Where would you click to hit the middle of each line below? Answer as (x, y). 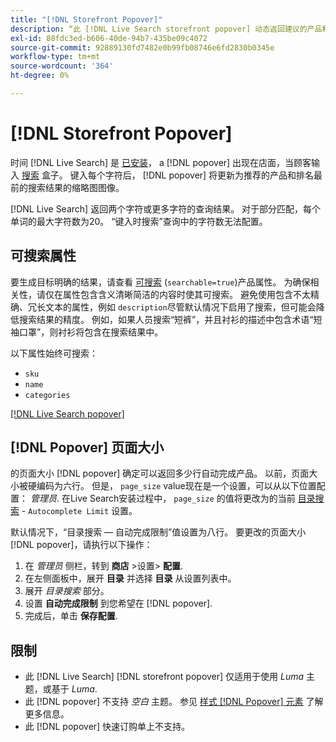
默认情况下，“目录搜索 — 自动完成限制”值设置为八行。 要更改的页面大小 (158, 532)
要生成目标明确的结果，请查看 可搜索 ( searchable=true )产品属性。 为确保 (160, 282)
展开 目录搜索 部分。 (67, 591)
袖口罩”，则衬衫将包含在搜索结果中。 (87, 332)
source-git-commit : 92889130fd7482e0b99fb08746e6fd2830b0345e (142, 47)
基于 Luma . (74, 689)
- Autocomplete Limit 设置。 (79, 511)
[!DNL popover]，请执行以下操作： (81, 545)
